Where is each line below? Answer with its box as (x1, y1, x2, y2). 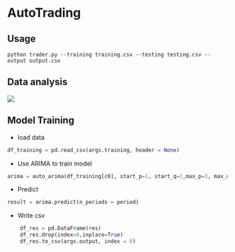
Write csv (17, 212, 45, 220)
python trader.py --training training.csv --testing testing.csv (7, 51, 201, 58)
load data (17, 133, 45, 141)
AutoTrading (7, 5, 82, 21)
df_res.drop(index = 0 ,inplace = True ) (20, 232, 124, 239)
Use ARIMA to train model (17, 159, 92, 168)
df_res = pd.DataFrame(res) (20, 225, 101, 232)
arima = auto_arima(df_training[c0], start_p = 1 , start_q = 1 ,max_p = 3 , (7, 172, 211, 179)
